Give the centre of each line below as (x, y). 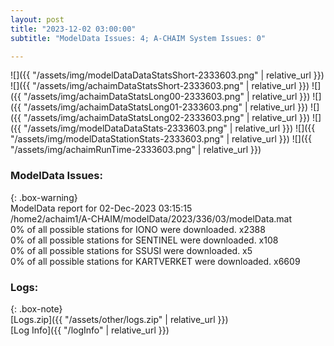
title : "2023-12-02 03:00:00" (73, 29)
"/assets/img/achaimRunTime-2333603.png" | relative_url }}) (136, 150)
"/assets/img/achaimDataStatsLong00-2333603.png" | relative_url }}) (167, 97)
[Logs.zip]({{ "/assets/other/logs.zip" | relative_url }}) (119, 319)
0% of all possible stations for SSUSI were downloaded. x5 (131, 250)
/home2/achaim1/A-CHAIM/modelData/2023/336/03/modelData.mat (151, 218)
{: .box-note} (36, 308)
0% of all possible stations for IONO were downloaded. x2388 (138, 229)
